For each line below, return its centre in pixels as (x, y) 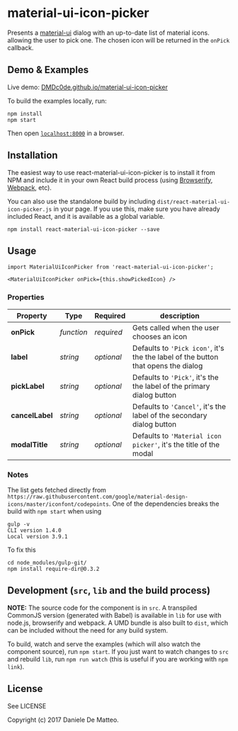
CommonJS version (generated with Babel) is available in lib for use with (114, 615)
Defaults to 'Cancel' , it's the (179, 407)
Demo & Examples (48, 70)
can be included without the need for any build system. (88, 630)
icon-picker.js (30, 209)
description (180, 315)
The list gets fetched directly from (57, 489)
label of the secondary (170, 415)
